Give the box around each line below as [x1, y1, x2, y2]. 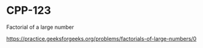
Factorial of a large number [6, 23, 74, 31]
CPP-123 [6, 4, 52, 17]
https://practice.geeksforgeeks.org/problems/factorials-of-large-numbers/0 [6, 35, 197, 42]
